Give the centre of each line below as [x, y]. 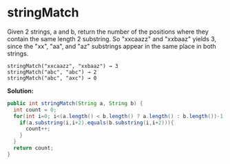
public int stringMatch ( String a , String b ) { [75, 103]
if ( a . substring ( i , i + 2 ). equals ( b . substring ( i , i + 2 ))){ [97, 122]
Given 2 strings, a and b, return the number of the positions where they [108, 32]
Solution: [21, 91]
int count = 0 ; [35, 110]
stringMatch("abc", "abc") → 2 [52, 72]
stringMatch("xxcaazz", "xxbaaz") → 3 [63, 66]
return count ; [33, 148]
